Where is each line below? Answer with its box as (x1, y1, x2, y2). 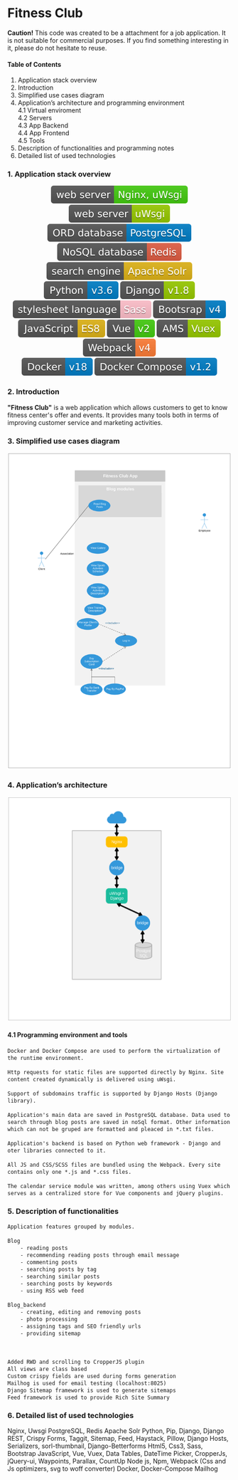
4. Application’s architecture (7, 780, 108, 789)
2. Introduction (7, 387, 60, 397)
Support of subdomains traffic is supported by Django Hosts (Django (7, 1090, 218, 1097)
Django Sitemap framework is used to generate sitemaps (7, 1387, 176, 1395)
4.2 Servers (17, 114, 52, 122)
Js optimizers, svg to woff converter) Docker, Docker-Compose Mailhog (7, 1464, 218, 1473)
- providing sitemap (20, 1330, 81, 1338)
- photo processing (20, 1316, 78, 1323)
